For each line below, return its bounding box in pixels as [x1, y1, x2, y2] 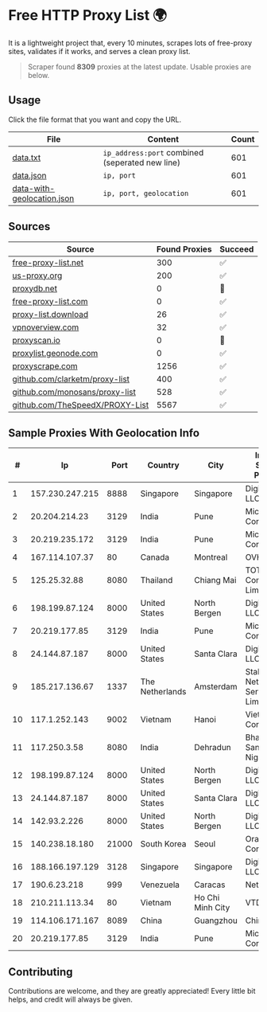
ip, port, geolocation [103, 189, 189, 197]
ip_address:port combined [103, 147, 204, 158]
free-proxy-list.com [12, 295, 89, 307]
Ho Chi [194, 893, 220, 904]
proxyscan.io [12, 334, 61, 346]
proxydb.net [12, 283, 58, 294]
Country [147, 459, 180, 471]
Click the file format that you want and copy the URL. [8, 115, 181, 124]
